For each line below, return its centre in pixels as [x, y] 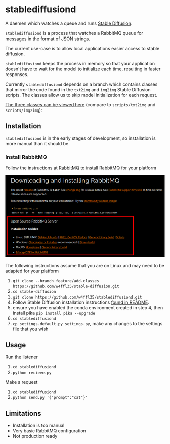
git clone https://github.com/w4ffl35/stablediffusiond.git [77, 297]
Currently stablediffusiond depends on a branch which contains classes [81, 84]
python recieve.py [32, 373]
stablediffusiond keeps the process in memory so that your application [80, 63]
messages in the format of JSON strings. [48, 39]
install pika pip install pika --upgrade [54, 313]
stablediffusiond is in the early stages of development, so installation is [80, 138]
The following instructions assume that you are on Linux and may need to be [85, 265]
